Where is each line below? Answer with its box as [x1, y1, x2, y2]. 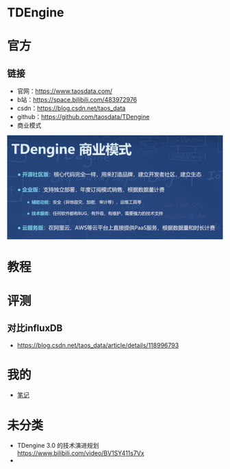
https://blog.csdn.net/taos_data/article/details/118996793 [16, 341, 179, 349]
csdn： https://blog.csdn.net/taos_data [16, 104, 126, 112]
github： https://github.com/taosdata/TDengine [16, 113, 150, 121]
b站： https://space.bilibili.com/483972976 [16, 96, 138, 104]
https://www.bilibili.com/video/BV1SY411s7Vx [16, 449, 145, 457]
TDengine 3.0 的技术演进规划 [16, 442, 99, 450]
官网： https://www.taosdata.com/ [16, 87, 113, 95]
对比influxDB [7, 322, 63, 334]
